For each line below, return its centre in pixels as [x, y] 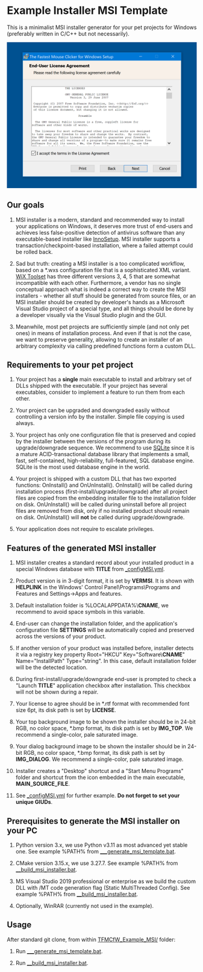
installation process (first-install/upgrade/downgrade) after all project [101, 492]
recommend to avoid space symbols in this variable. [80, 612]
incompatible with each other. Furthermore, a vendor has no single [98, 282]
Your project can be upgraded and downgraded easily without [93, 410]
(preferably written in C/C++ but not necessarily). [68, 33]
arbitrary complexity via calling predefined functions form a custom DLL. [106, 346]
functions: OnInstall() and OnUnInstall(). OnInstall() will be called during [104, 485]
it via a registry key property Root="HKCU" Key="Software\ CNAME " [100, 654]
